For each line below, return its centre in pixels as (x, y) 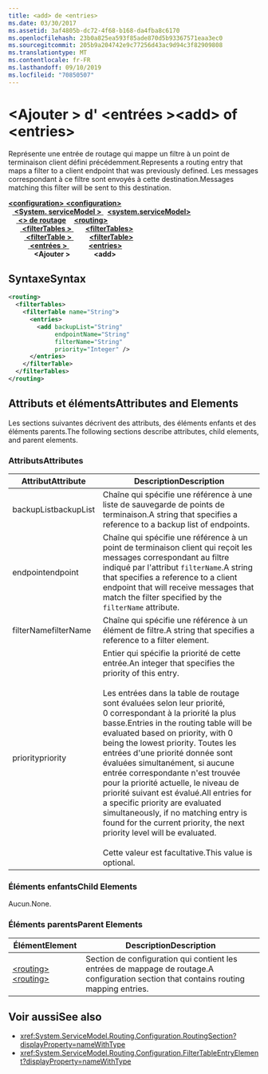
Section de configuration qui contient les (162, 958)
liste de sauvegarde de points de (164, 504)
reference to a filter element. (156, 640)
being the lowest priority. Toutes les (169, 743)
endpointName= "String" (92, 334)
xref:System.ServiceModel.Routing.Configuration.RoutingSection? (128, 1036)
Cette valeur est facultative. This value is (177, 852)
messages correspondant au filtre (166, 557)
